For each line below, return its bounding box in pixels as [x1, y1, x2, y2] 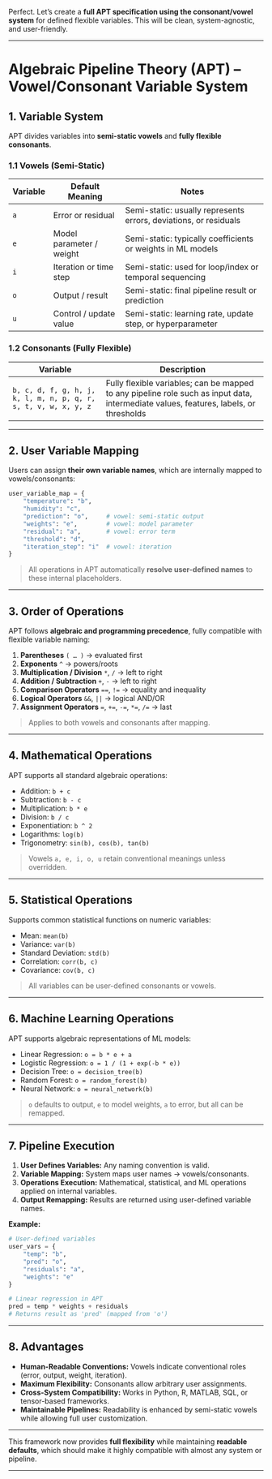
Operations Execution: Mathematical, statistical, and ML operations [19, 1178, 247, 1188]
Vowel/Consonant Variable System [8, 77, 249, 96]
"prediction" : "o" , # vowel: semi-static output [23, 513, 205, 521]
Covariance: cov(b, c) [19, 965, 96, 974]
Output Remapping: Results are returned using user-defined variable [19, 1195, 252, 1205]
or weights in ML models [125, 243, 219, 255]
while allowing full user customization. [19, 1413, 148, 1423]
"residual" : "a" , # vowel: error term [23, 527, 176, 535]
